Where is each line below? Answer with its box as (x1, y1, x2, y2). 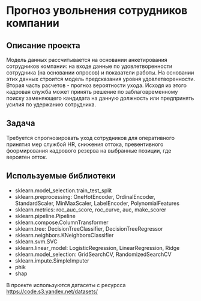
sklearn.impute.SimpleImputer (14, 257, 89, 264)
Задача (6, 118, 35, 129)
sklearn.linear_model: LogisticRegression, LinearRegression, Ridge (14, 244, 180, 251)
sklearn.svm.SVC (14, 238, 58, 245)
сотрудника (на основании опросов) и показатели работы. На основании (6, 69, 194, 76)
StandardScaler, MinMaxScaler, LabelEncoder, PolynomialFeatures (14, 199, 180, 207)
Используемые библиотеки (6, 171, 116, 181)
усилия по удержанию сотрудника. (6, 101, 97, 108)
